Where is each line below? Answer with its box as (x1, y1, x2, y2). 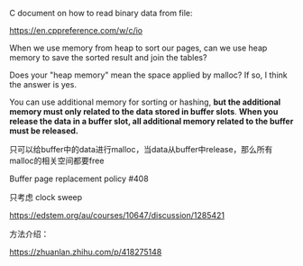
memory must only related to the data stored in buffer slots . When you (9, 106, 279, 116)
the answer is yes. (9, 79, 77, 89)
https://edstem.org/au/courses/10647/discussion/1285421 (9, 210, 225, 220)
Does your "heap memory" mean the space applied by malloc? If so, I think (9, 69, 288, 80)
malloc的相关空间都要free (9, 155, 105, 166)
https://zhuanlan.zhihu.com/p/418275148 (9, 247, 162, 257)
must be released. (9, 125, 79, 136)
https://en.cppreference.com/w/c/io (9, 25, 142, 35)
